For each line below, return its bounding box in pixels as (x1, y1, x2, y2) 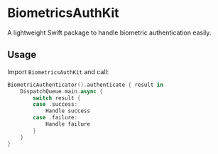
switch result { (33, 94, 81, 102)
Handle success (45, 107, 91, 114)
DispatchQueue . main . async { (20, 88, 103, 95)
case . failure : (33, 114, 78, 122)
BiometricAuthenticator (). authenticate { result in (7, 81, 163, 88)
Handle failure (45, 121, 91, 128)
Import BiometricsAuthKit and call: (7, 67, 109, 76)
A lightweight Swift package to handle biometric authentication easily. (7, 28, 212, 37)
